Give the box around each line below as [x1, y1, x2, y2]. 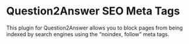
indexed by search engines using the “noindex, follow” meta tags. [6, 30, 170, 37]
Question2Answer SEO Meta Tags [6, 4, 180, 18]
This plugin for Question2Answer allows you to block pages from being [6, 24, 183, 31]
